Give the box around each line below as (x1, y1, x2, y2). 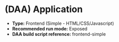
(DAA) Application (5, 4, 83, 15)
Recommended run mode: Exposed (12, 25, 88, 31)
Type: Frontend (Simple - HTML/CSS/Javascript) (12, 20, 114, 26)
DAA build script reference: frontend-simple (12, 31, 106, 37)
